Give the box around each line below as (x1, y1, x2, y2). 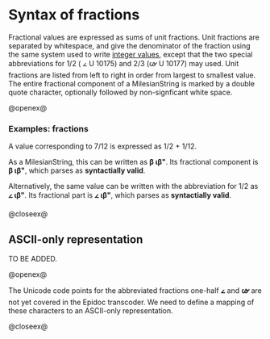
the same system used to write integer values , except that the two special (8, 49, 253, 59)
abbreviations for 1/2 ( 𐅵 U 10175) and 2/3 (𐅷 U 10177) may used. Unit (8, 58, 239, 68)
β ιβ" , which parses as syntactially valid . (8, 165, 146, 175)
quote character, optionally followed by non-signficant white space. (8, 87, 233, 97)
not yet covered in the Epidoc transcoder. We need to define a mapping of (8, 297, 255, 308)
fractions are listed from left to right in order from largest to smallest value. (8, 70, 256, 80)
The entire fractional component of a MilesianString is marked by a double (8, 78, 255, 88)
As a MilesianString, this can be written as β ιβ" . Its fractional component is (8, 157, 259, 167)
